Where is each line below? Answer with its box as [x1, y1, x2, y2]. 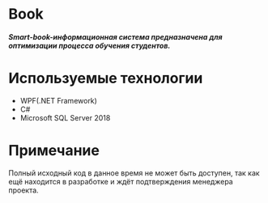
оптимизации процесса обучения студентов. [8, 40, 171, 50]
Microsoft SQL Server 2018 [19, 112, 111, 122]
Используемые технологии [8, 69, 203, 87]
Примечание [8, 141, 100, 159]
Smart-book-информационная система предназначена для [8, 32, 223, 41]
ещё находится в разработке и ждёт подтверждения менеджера [8, 176, 233, 186]
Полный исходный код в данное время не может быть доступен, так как [8, 167, 261, 178]
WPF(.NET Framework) [19, 95, 97, 105]
